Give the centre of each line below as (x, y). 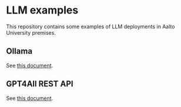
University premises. (31, 32)
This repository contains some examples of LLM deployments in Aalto (90, 26)
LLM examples (42, 10)
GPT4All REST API (40, 84)
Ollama (19, 51)
